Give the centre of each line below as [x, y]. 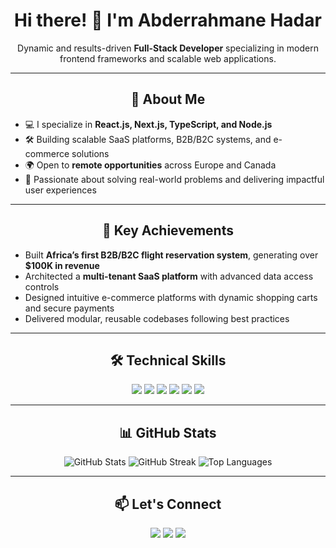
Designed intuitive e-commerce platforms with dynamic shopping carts [171, 297]
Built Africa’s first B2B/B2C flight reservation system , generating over [171, 255]
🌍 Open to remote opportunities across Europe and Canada [150, 165]
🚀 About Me [168, 99]
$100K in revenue [62, 265]
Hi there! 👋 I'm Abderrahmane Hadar [168, 20]
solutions [90, 153]
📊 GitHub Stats [168, 432]
